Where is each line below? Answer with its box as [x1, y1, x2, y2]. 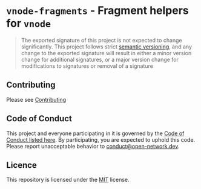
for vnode [6, 16, 51, 30]
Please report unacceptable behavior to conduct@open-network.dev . [6, 142, 180, 150]
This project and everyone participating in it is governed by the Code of [6, 130, 185, 137]
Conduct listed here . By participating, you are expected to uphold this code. [6, 136, 196, 143]
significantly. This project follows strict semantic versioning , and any [21, 43, 193, 50]
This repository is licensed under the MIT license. [6, 176, 130, 184]
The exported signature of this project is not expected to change [21, 36, 183, 44]
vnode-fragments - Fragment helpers [6, 4, 189, 18]
